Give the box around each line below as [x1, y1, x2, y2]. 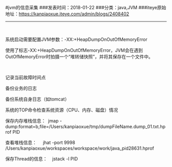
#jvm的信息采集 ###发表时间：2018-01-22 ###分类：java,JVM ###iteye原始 [5, 5, 166, 10]
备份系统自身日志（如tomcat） [5, 96, 70, 102]
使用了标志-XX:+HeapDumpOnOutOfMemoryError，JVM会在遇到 [5, 47, 143, 53]
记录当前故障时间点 [5, 75, 46, 80]
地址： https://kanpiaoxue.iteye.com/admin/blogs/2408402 [5, 11, 130, 17]
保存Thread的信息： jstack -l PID [5, 156, 78, 162]
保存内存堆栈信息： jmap [5, 118, 59, 124]
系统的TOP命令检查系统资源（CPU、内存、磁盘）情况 [5, 107, 118, 113]
